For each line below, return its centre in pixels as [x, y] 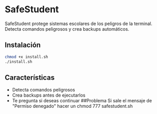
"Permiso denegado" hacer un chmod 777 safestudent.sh [72, 106]
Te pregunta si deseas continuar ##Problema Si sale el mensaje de [82, 101]
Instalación [23, 45]
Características [30, 77]
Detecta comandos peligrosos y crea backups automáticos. [67, 29]
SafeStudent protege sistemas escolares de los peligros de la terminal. [79, 24]
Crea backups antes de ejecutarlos [49, 95]
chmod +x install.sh [27, 57]
